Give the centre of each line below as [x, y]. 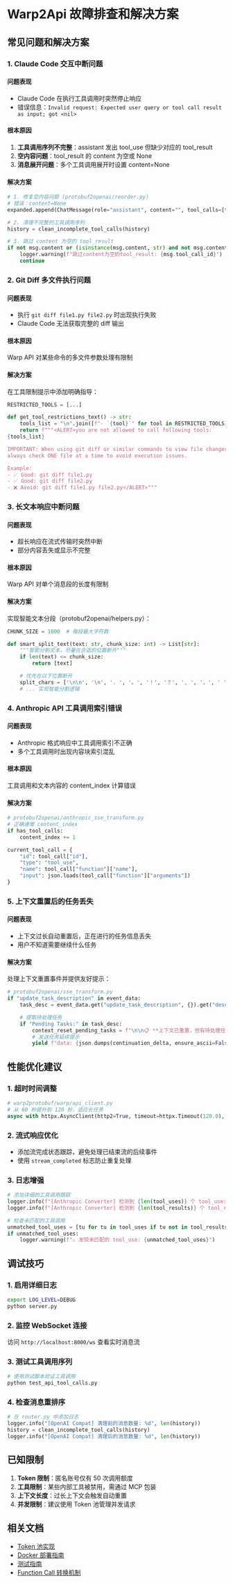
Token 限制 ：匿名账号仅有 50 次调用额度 [75, 1478]
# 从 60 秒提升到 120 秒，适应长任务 [55, 1110]
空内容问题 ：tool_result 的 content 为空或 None [85, 156]
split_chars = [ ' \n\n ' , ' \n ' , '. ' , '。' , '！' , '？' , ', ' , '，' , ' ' [123, 682]
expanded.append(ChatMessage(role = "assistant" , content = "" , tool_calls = [114, 210]
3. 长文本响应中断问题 [43, 507]
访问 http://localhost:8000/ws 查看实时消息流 [74, 1342]
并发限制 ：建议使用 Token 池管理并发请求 [76, 1504]
